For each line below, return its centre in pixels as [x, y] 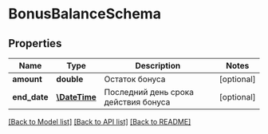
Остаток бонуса [135, 79]
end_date [31, 97]
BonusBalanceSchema [85, 14]
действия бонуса [137, 102]
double [70, 79]
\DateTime [77, 97]
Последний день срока [149, 92]
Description [158, 66]
